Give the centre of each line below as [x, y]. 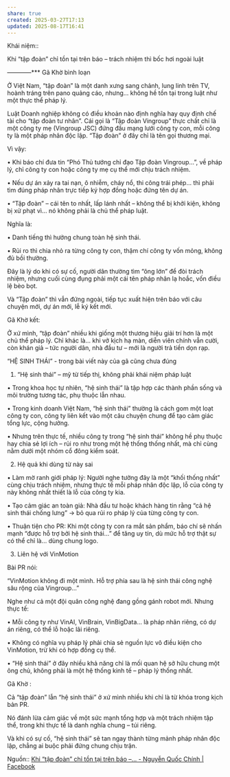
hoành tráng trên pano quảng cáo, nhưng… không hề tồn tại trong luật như [112, 93]
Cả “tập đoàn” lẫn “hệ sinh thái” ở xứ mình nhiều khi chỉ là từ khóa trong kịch [115, 697]
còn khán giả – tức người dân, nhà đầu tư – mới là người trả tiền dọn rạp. [108, 348]
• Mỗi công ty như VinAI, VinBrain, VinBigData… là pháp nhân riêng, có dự [112, 622]
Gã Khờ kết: [24, 320]
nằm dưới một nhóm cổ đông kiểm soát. [64, 451]
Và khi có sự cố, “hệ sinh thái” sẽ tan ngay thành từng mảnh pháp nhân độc [114, 738]
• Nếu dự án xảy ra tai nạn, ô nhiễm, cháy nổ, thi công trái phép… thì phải [111, 183]
